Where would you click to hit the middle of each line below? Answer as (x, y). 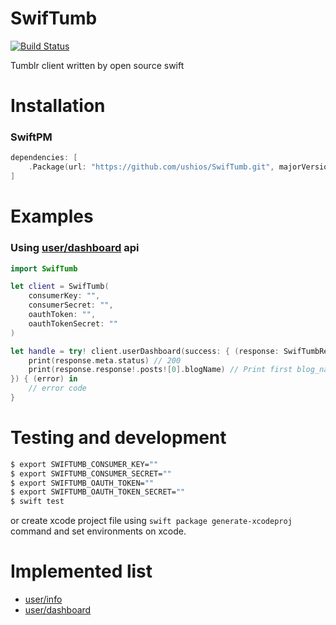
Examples (52, 216)
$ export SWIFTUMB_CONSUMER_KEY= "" (84, 464)
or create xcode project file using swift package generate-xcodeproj (151, 521)
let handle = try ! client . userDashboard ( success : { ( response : (145, 351)
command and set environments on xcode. (98, 531)
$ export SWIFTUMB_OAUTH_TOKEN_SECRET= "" (98, 492)
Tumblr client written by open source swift (97, 65)
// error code (57, 388)
